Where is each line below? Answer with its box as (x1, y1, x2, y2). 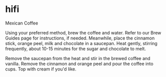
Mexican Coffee (5, 20, 39, 26)
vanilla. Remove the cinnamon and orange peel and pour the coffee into (5, 60, 153, 66)
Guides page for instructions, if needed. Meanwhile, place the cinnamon (5, 35, 155, 41)
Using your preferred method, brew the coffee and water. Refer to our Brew (5, 29, 161, 35)
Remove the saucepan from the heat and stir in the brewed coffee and (5, 55, 151, 61)
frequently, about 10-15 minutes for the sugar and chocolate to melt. (5, 45, 146, 51)
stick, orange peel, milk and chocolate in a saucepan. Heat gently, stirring (5, 40, 157, 46)
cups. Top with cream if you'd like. (5, 66, 76, 72)
